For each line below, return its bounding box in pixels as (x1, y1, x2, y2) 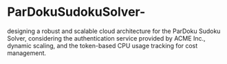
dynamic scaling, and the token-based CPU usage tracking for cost (7, 41, 198, 50)
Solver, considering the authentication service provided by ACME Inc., (7, 34, 206, 42)
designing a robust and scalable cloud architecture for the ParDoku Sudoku (7, 27, 221, 35)
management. (7, 49, 47, 57)
